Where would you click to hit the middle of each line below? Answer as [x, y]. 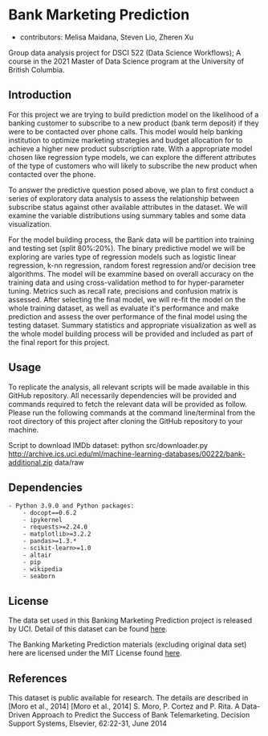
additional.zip [31, 462]
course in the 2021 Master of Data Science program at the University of [126, 61]
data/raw [69, 462]
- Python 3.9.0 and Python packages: [71, 506]
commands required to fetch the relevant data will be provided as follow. [128, 404]
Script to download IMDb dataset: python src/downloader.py [108, 445]
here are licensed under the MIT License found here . [95, 653]
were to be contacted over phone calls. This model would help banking [126, 131]
